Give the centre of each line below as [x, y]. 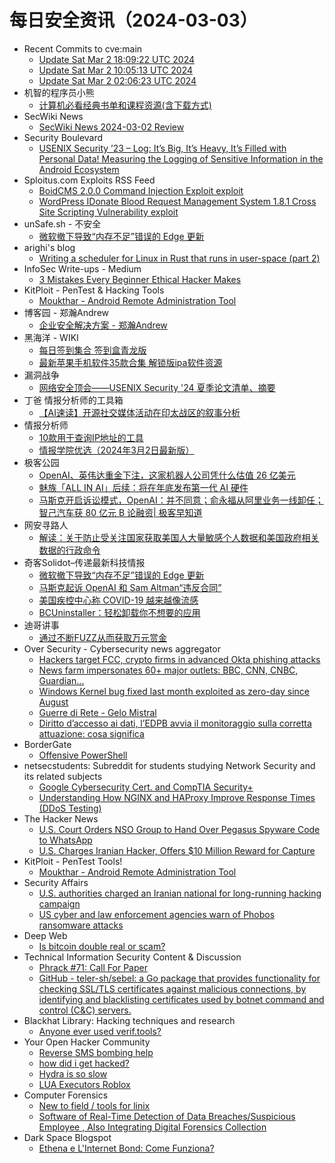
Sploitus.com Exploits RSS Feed [89, 180]
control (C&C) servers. [85, 1010]
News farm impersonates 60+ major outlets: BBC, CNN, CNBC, [168, 670]
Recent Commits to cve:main [83, 48]
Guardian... [61, 680]
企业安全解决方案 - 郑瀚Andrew [103, 325]
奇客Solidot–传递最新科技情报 [84, 562]
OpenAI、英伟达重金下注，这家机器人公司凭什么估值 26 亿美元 [167, 475]
